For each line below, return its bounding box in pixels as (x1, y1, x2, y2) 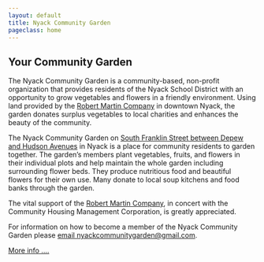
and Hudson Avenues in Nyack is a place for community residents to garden (8, 142, 255, 151)
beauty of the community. (8, 118, 92, 127)
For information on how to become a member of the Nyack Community (8, 222, 238, 232)
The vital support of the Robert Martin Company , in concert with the (8, 198, 229, 208)
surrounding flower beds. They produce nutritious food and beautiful (8, 167, 232, 176)
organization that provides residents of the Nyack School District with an (8, 84, 244, 94)
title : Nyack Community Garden (8, 19, 111, 27)
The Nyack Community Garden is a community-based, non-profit (8, 76, 220, 86)
